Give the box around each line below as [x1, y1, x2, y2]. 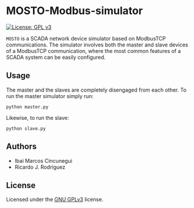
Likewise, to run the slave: [6, 114, 69, 121]
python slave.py [6, 125, 46, 132]
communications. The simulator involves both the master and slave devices [6, 41, 188, 48]
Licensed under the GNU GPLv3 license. [6, 196, 104, 203]
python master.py [6, 104, 49, 110]
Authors [6, 142, 37, 152]
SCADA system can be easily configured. [6, 53, 106, 61]
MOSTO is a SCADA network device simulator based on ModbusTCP [6, 35, 166, 42]
